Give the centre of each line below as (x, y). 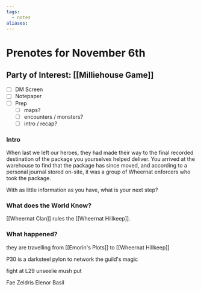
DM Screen (29, 89)
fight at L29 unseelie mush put (44, 271)
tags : (13, 12)
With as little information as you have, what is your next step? (82, 190)
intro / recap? (41, 124)
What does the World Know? (49, 205)
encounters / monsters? (53, 117)
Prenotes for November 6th (76, 53)
